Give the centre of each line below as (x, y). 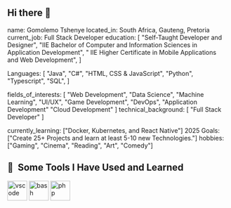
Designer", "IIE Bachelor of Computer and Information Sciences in (103, 45)
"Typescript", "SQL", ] (39, 81)
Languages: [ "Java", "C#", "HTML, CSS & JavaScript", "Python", (100, 73)
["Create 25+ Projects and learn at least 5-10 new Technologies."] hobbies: (116, 138)
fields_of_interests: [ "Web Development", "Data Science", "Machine (106, 94)
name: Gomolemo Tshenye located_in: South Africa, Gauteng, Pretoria (108, 30)
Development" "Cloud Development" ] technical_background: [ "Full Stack (114, 109)
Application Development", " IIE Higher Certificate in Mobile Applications (112, 52)
